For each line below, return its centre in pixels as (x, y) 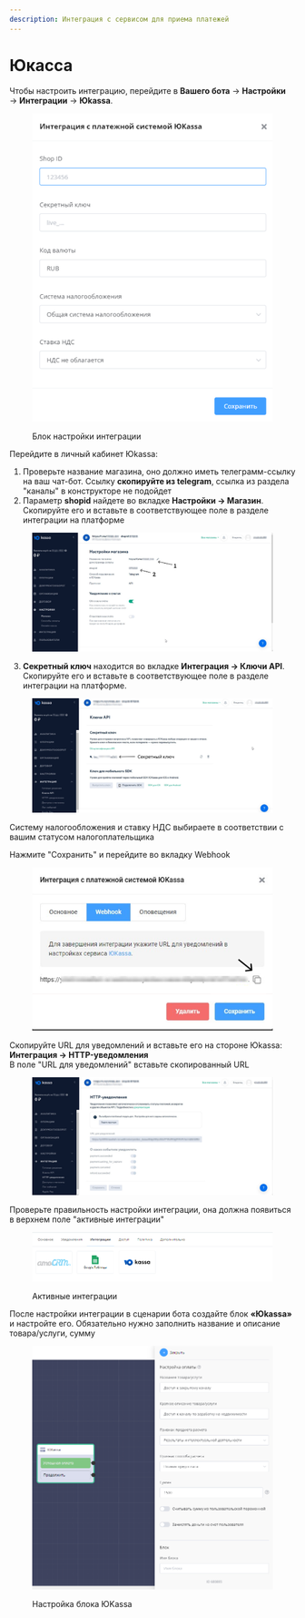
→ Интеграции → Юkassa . (61, 100)
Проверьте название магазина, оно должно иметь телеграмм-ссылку (159, 472)
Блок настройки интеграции (87, 436)
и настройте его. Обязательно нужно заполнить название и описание (145, 1323)
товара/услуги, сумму (52, 1333)
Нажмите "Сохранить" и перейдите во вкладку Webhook (120, 855)
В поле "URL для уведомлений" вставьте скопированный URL (129, 1064)
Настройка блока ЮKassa (82, 1603)
